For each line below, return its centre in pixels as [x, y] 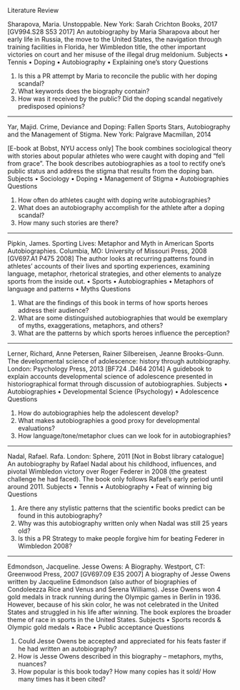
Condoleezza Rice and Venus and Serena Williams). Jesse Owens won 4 [114, 589]
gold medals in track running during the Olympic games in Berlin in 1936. [114, 597]
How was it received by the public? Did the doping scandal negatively [120, 99]
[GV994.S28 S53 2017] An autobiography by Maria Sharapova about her [114, 32]
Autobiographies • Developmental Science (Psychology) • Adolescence [113, 391]
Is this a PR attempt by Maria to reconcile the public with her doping [117, 76]
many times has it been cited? [61, 679]
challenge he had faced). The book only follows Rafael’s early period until [115, 479]
